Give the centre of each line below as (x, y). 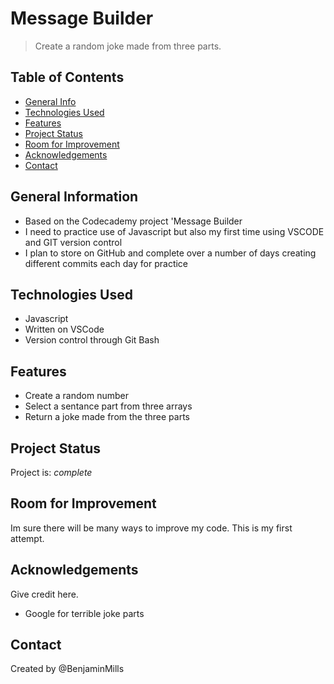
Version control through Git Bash (92, 340)
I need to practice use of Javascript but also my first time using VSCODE (174, 231)
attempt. (27, 538)
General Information (74, 197)
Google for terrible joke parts (84, 613)
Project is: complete (51, 472)
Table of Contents (67, 77)
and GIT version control (73, 242)
